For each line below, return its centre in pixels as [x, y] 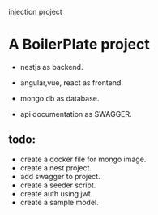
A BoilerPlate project [79, 45]
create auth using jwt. [56, 193]
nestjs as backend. [51, 67]
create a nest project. [56, 168]
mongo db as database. [60, 98]
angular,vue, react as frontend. [72, 82]
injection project [35, 12]
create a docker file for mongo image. [83, 159]
